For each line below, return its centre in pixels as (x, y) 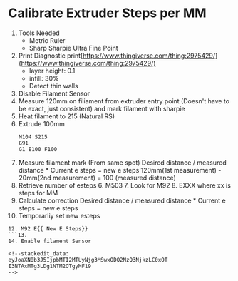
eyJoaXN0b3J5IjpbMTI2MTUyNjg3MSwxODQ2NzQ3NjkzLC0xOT (88, 260)
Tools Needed (39, 33)
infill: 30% (44, 78)
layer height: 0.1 (52, 71)
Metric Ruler (47, 40)
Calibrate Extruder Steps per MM (107, 13)
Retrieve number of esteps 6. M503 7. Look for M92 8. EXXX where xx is (124, 185)
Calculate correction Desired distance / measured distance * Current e (122, 200)
